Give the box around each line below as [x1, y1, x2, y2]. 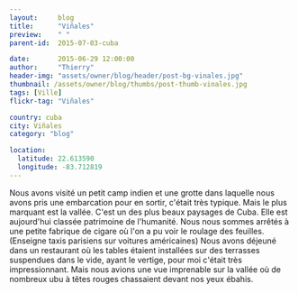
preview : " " [9, 30, 70, 39]
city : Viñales [9, 121, 63, 131]
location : [9, 146, 47, 155]
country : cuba [9, 113, 63, 122]
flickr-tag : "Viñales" [9, 96, 95, 105]
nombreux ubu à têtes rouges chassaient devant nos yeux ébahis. [9, 273, 254, 284]
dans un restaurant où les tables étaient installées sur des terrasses [9, 244, 260, 255]
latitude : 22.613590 [17, 154, 95, 163]
